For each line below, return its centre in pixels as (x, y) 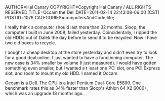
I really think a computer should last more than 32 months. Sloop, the (75, 27)
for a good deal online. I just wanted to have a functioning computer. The (79, 58)
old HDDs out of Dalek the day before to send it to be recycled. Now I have (81, 37)
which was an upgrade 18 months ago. (44, 93)
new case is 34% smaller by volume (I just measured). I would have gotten (81, 63)
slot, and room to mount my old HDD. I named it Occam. (62, 73)
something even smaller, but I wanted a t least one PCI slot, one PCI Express (83, 68)
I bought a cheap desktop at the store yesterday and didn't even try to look (81, 52)
